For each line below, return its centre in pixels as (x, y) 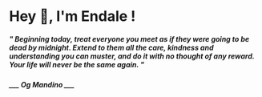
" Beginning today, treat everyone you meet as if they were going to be (129, 38)
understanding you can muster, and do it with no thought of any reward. (132, 56)
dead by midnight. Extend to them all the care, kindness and (111, 47)
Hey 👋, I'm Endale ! (73, 16)
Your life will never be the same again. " (77, 64)
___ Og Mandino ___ (42, 85)
